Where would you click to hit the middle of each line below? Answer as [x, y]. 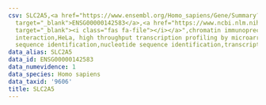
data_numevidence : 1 [42, 67]
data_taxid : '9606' [40, 81]
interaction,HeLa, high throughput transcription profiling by [122, 37]
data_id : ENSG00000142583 [51, 60]
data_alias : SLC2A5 [40, 52]
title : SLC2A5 [32, 89]
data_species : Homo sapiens [55, 74]
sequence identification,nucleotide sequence [92, 45]
